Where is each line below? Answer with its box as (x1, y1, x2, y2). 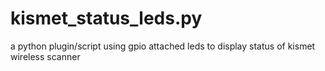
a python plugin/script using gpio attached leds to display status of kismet (10, 40, 316, 52)
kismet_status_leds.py (10, 7, 203, 30)
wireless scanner (10, 50, 81, 62)
